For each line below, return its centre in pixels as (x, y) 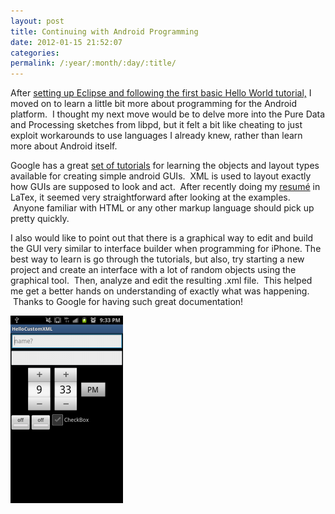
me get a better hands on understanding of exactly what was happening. (160, 291)
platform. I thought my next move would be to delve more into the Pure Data (168, 114)
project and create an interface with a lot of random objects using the (153, 270)
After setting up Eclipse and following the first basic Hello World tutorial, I (161, 93)
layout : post (37, 21)
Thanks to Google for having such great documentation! (128, 302)
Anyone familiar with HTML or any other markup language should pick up (163, 208)
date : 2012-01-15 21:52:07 (66, 42)
